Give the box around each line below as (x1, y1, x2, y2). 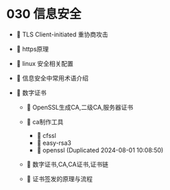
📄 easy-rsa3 (36, 139, 71, 147)
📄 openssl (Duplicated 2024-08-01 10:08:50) (36, 145, 164, 154)
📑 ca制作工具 (26, 117, 64, 126)
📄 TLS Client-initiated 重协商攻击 (16, 30, 108, 38)
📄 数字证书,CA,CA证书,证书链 (26, 160, 109, 168)
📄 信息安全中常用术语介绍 (16, 73, 88, 82)
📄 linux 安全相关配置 (16, 59, 73, 67)
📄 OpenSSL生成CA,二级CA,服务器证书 (26, 103, 134, 111)
